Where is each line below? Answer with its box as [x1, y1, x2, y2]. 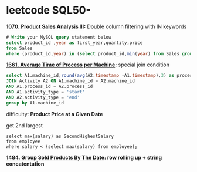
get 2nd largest [6, 122, 43, 129]
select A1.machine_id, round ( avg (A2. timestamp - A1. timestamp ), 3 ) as [6, 73, 175, 79]
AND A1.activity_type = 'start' [6, 89, 85, 95]
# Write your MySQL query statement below [6, 34, 111, 40]
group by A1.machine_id [6, 100, 64, 106]
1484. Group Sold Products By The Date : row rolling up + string [6, 154, 162, 161]
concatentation [6, 160, 45, 167]
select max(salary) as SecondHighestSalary [6, 133, 114, 139]
